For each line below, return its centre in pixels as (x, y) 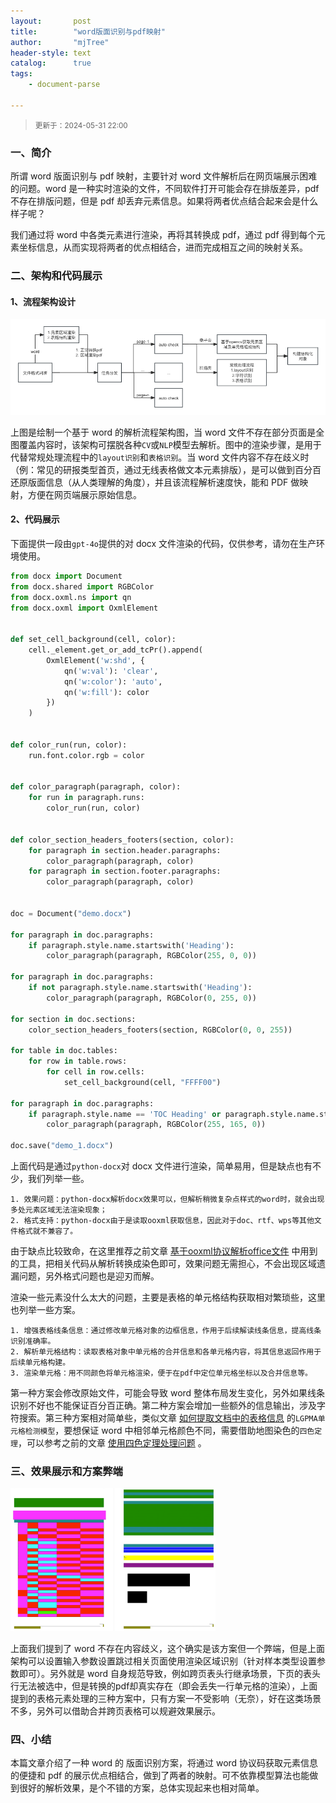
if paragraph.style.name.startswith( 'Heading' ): (131, 945)
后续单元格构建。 (40, 1363)
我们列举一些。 (58, 1179)
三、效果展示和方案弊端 (66, 1472)
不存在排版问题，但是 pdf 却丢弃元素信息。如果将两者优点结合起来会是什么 (164, 201)
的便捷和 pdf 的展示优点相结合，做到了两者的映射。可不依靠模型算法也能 (160, 1776)
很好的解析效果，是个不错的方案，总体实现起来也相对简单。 (141, 1788)
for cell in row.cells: (95, 1072)
